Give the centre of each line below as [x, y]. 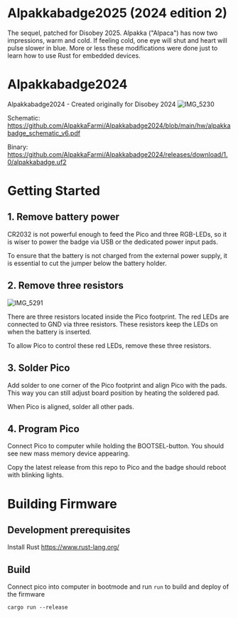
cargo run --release [38, 607]
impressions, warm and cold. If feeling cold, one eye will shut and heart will [117, 40]
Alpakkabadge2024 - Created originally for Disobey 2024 [92, 104]
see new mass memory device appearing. [69, 453]
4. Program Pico [43, 429]
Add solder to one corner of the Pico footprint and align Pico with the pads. [117, 385]
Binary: [18, 147]
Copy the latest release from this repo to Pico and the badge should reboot [117, 468]
